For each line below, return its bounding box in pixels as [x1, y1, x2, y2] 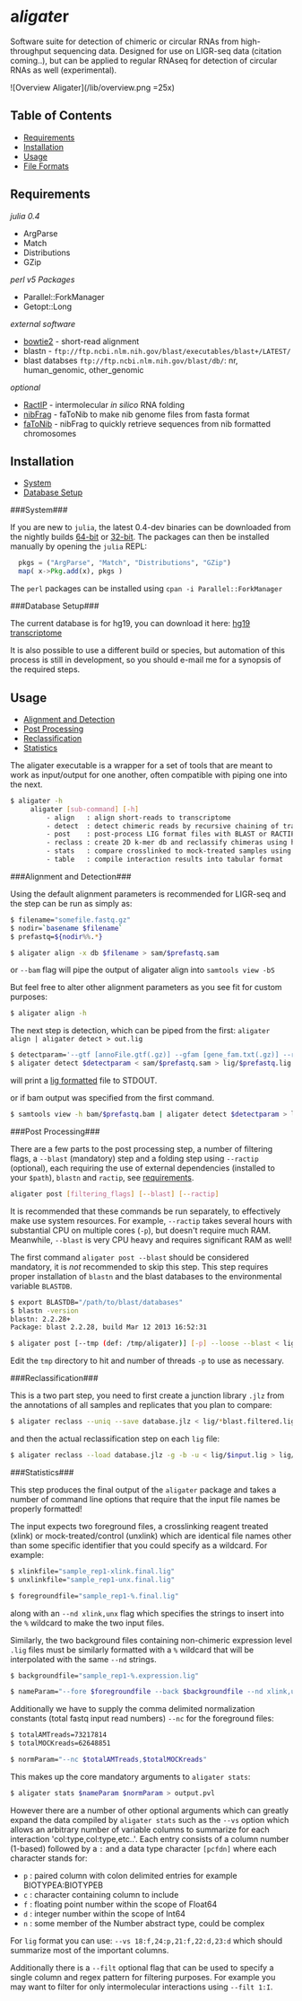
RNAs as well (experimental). [10, 65, 117, 75]
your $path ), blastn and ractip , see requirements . [10, 1172, 194, 1182]
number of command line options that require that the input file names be [10, 1493, 280, 1504]
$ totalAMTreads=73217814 [10, 1731, 107, 1740]
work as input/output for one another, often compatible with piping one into [10, 769, 288, 780]
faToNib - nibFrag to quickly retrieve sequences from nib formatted [22, 418, 272, 429]
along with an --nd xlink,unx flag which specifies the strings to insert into [10, 1607, 285, 1618]
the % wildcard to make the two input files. [10, 1617, 165, 1628]
